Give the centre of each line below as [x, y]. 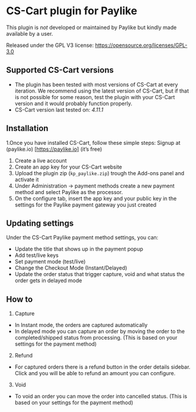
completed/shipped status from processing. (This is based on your [96, 338]
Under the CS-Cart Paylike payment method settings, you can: [82, 237]
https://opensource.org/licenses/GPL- [141, 45]
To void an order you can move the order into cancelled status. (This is [101, 397]
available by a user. [30, 33]
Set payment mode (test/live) [50, 262]
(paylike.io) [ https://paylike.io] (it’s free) [54, 149]
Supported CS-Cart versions [60, 70]
